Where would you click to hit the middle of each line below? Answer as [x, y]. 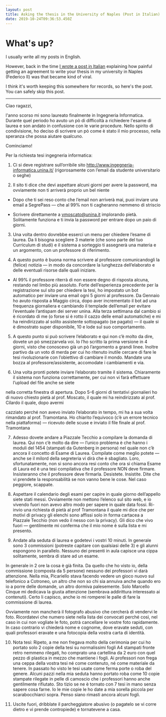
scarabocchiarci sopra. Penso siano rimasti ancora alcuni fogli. [76, 695]
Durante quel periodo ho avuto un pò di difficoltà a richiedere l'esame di [79, 121]
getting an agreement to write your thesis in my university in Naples [74, 71]
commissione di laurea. [29, 602]
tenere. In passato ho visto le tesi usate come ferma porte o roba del [82, 669]
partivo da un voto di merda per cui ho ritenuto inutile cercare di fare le [84, 352]
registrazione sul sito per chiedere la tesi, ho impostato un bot [75, 290]
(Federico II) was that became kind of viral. [49, 77]
